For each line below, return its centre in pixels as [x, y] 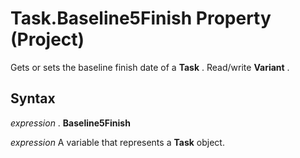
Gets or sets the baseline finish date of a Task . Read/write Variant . [150, 67]
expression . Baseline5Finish [70, 123]
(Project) [47, 39]
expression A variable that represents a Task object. [117, 142]
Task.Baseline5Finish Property [141, 18]
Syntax [33, 98]
